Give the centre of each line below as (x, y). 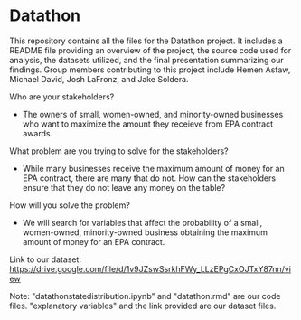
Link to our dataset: (45, 259)
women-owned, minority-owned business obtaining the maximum (145, 232)
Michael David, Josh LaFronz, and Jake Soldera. (99, 79)
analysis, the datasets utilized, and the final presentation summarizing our (146, 60)
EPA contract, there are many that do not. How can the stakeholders (149, 178)
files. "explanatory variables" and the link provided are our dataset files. (143, 306)
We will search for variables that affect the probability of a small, (142, 222)
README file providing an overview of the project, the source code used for (150, 50)
